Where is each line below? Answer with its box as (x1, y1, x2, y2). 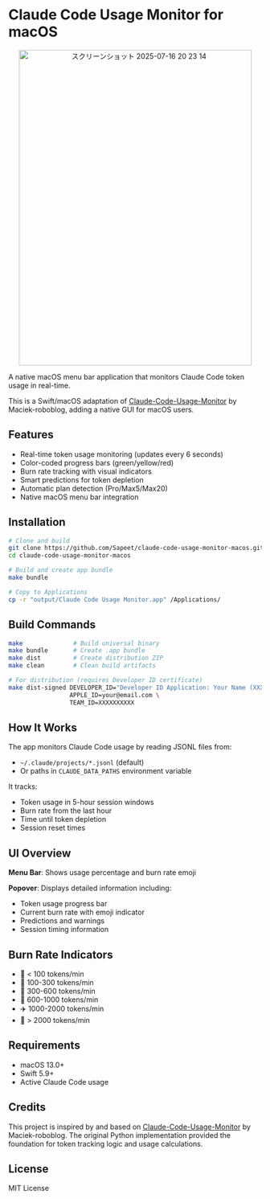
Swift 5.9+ (19, 1068, 55, 1078)
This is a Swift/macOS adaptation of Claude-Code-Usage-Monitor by (8, 396, 237, 405)
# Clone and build (8, 536, 70, 544)
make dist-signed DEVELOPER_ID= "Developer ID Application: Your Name (8, 684, 247, 692)
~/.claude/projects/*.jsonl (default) (19, 758, 145, 767)
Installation (8, 515, 66, 529)
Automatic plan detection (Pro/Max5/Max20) (19, 483, 169, 493)
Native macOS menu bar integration (19, 492, 139, 502)
